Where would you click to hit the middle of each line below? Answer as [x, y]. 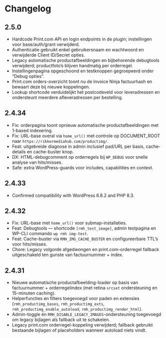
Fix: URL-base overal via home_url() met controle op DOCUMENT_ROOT [86, 136]
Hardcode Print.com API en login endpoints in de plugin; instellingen [82, 39]
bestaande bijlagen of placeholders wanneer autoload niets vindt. [79, 331]
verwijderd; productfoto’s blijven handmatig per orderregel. [72, 66]
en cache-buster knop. [50, 152]
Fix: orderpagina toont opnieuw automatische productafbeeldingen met [85, 125]
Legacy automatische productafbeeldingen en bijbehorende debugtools [86, 60]
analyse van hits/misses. [37, 162]
